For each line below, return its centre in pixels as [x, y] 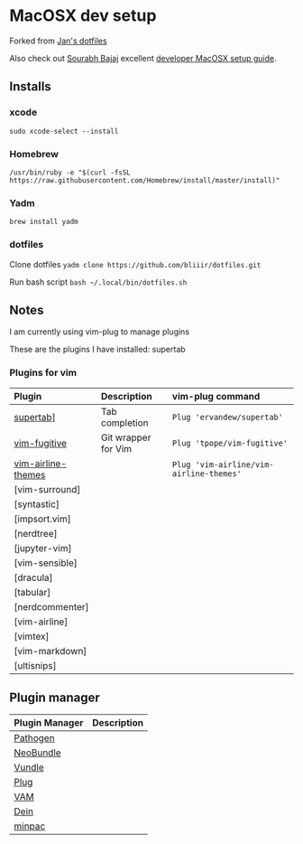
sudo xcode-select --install [64, 131]
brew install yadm [44, 222]
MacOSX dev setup [83, 16]
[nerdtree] [36, 533]
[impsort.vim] [42, 519]
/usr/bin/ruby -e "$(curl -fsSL [70, 173]
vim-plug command [216, 396]
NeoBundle [37, 753]
